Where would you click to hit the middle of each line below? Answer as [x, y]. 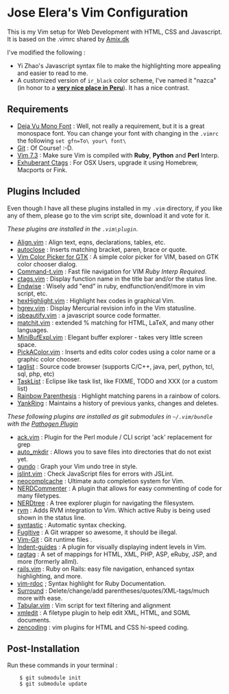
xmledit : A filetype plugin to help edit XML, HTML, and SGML [104, 612]
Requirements [38, 109]
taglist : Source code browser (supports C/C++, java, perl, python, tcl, [116, 366]
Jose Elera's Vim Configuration [98, 13]
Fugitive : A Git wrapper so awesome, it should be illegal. [97, 532]
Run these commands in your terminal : [62, 665]
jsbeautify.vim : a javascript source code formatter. [89, 315]
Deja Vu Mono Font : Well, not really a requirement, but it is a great [111, 126]
